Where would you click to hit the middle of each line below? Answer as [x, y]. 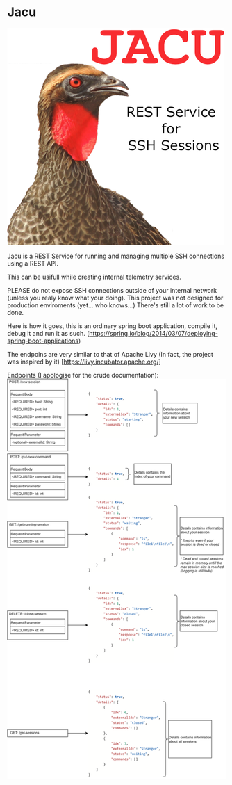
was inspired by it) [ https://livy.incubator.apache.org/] [84, 362]
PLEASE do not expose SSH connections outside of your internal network [112, 290]
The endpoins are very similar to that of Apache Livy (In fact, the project [110, 354]
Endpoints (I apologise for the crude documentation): [83, 375]
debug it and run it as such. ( [48, 333]
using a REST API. [33, 263]
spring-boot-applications [43, 341]
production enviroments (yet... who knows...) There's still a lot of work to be [116, 305]
